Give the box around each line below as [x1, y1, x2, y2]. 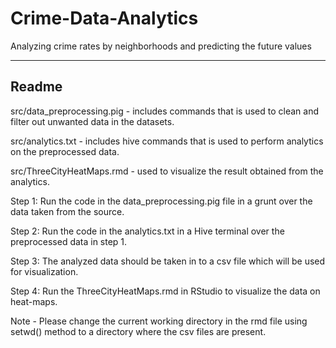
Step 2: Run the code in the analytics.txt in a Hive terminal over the [10, 225, 285, 237]
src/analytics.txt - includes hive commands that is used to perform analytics [10, 135, 324, 147]
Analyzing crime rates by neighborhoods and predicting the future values [10, 40, 312, 52]
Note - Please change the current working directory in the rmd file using [10, 315, 308, 327]
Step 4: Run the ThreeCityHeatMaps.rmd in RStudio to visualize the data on [10, 285, 321, 297]
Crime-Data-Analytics [10, 7, 199, 30]
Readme [10, 78, 63, 96]
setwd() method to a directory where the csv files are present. [10, 325, 267, 337]
